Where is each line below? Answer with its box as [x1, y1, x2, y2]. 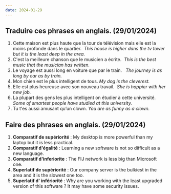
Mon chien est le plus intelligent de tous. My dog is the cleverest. [12, 78, 150, 85]
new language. [12, 150, 45, 157]
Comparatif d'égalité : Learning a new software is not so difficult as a [12, 145, 160, 151]
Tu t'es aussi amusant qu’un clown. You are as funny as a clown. [12, 106, 150, 112]
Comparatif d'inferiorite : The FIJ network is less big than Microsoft [12, 156, 157, 162]
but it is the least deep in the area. [12, 51, 85, 57]
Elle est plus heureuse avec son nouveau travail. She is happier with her [12, 84, 166, 90]
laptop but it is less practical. [12, 140, 74, 146]
